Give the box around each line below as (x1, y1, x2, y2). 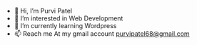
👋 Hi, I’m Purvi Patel (14, 7, 73, 15)
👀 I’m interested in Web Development (14, 14, 123, 22)
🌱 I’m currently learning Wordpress (14, 22, 117, 30)
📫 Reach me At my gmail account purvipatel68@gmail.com (14, 30, 191, 38)
